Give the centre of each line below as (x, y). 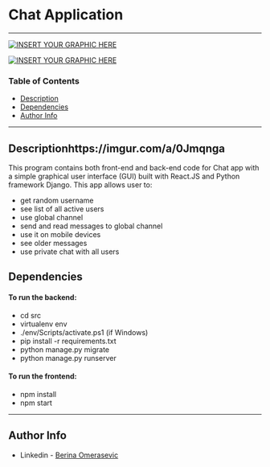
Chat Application (66, 15)
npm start (36, 403)
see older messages (53, 244)
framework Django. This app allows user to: (80, 185)
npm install (38, 394)
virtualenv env (43, 324)
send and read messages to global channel (91, 226)
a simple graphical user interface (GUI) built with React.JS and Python (124, 176)
